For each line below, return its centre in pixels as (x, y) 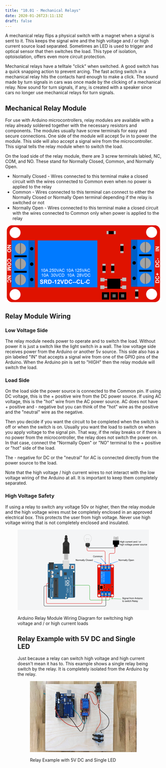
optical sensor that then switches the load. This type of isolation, (71, 52)
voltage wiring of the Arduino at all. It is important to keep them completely (81, 478)
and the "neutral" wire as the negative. (45, 412)
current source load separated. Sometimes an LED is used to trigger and (79, 46)
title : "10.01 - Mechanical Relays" (43, 10)
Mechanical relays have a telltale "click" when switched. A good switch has (82, 66)
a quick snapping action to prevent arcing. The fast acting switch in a (76, 71)
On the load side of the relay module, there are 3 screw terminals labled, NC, (83, 156)
